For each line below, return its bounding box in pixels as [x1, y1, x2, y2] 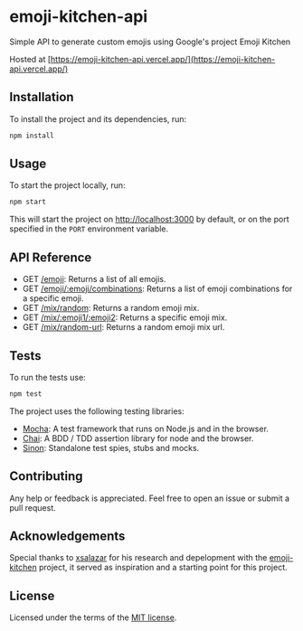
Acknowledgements [9, 529, 126, 544]
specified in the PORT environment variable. [9, 223, 169, 234]
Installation [9, 89, 74, 105]
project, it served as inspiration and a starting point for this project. [39, 562, 288, 573]
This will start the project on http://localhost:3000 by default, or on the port [9, 214, 289, 225]
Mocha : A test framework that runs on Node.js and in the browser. [22, 423, 270, 434]
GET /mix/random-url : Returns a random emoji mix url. [22, 322, 225, 333]
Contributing [9, 468, 83, 485]
